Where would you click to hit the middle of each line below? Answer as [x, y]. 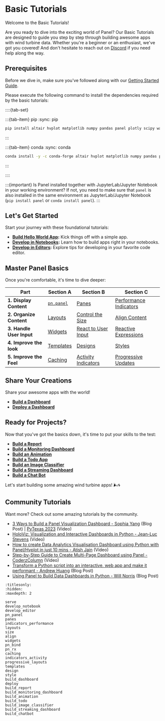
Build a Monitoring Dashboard [43, 449]
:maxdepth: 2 [18, 593]
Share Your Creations [39, 380]
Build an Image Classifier [38, 465]
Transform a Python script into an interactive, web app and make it [80, 565]
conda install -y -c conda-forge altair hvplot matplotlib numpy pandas [81, 156]
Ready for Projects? [36, 423]
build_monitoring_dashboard [34, 692]
